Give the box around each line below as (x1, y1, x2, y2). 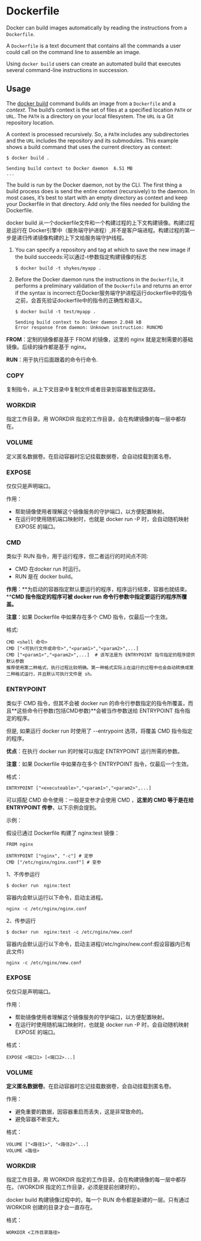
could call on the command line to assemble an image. (6, 48, 141, 55)
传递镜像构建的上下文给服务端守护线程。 (26, 234, 127, 241)
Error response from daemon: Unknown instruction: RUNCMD (14, 324, 163, 331)
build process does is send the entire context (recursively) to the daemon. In (6, 187, 195, 194)
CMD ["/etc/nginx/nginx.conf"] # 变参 (6, 859, 101, 865)
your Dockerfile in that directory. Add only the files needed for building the (6, 200, 190, 208)
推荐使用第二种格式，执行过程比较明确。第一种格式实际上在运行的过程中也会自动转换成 (6, 665, 190, 671)
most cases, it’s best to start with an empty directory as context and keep (6, 194, 188, 201)
